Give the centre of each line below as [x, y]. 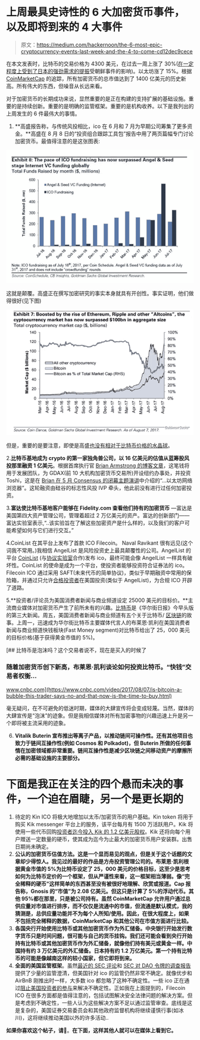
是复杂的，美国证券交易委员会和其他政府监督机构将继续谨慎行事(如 [96, 1010]
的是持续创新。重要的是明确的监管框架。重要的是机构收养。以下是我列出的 [102, 106]
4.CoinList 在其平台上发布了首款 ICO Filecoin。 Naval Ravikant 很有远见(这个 [100, 543]
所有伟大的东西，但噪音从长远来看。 [61, 86]
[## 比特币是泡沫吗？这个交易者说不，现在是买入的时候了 [76, 650]
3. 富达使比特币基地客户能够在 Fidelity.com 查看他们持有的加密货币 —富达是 [99, 508]
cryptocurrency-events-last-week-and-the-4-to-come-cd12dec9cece [107, 51]
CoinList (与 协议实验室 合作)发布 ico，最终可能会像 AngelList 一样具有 [102, 558]
